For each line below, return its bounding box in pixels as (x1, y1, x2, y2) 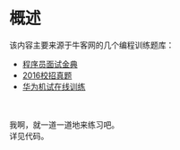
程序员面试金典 (21, 58, 78, 69)
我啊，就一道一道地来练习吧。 (9, 119, 119, 130)
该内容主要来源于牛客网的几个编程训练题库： (9, 40, 175, 50)
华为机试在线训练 (21, 81, 86, 92)
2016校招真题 (21, 69, 73, 81)
